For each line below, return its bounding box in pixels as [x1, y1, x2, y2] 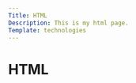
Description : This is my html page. [8, 19, 129, 27]
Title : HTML [8, 11, 47, 20]
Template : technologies [8, 26, 87, 34]
